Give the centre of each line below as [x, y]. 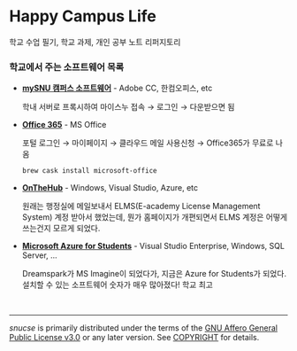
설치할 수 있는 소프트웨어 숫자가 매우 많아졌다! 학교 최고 [118, 285]
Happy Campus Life [83, 16]
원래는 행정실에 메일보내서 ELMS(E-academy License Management [141, 207]
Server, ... [39, 255]
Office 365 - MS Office [64, 125]
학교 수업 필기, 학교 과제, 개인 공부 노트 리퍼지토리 [95, 42]
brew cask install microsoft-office [89, 171]
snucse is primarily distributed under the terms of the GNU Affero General [144, 328]
